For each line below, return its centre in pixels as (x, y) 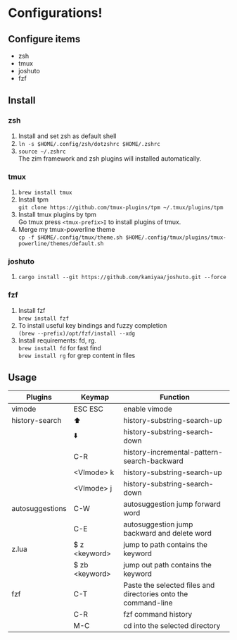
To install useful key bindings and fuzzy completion (92, 325)
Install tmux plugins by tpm (57, 214)
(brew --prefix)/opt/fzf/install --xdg (77, 333)
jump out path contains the (167, 565)
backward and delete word (167, 534)
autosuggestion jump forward (172, 504)
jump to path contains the (166, 545)
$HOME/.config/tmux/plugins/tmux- (176, 238)
